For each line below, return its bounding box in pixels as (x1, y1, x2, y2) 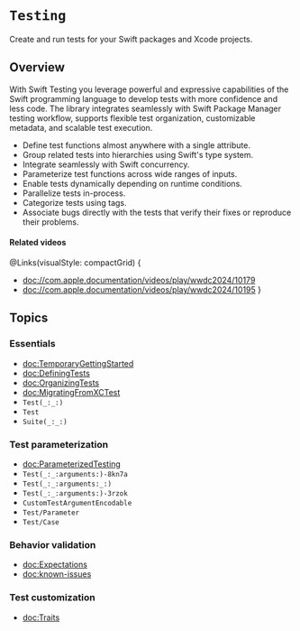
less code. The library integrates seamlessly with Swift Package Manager (9, 103, 282, 114)
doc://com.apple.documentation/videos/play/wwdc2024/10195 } (22, 283, 261, 295)
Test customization (9, 591, 96, 604)
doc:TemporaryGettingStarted (22, 357, 134, 368)
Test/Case (22, 517, 60, 526)
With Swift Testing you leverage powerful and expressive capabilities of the (9, 84, 289, 95)
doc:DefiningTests (22, 367, 90, 378)
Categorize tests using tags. (22, 197, 128, 208)
